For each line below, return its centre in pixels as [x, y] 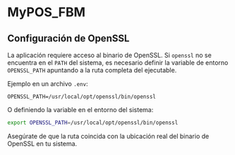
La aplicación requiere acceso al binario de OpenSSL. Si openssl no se [109, 55]
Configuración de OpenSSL [68, 38]
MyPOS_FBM [47, 12]
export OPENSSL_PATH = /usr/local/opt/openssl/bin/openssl [93, 123]
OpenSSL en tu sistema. [42, 143]
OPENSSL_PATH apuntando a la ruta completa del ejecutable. [92, 70]
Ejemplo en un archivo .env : [48, 84]
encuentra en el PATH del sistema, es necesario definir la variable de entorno [118, 63]
